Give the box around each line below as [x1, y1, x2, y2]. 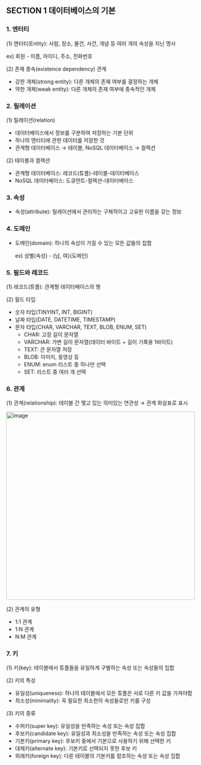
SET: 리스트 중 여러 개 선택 [23, 368, 87, 375]
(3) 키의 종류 [6, 710, 36, 717]
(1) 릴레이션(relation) [6, 116, 56, 124]
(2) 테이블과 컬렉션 [6, 157, 50, 164]
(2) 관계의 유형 [6, 605, 41, 613]
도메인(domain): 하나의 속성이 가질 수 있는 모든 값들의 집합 [14, 239, 152, 246]
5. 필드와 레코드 [6, 268, 49, 277]
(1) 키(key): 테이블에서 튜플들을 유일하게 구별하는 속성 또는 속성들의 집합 [6, 664, 175, 671]
